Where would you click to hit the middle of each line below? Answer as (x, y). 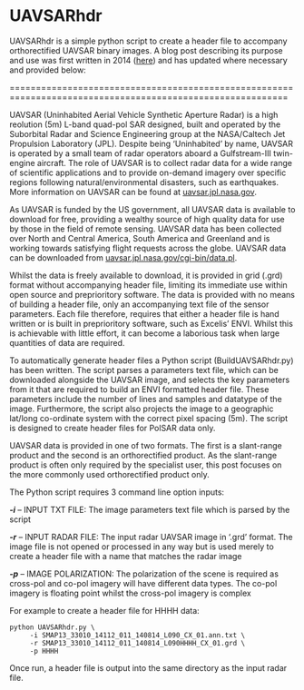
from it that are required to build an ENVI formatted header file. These (139, 389)
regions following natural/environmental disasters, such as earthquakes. (144, 182)
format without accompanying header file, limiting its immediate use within (148, 285)
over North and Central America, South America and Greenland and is (140, 238)
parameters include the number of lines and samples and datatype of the (146, 399)
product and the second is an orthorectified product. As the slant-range (143, 455)
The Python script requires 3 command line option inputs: (117, 492)
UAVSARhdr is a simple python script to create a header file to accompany (148, 41)
